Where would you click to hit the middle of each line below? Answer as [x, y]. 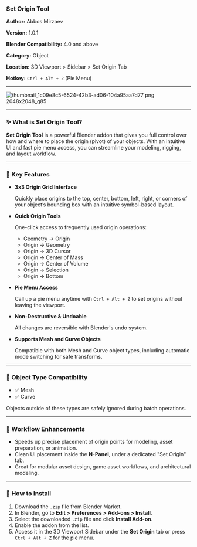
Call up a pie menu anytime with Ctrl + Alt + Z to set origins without [98, 298]
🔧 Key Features [28, 174]
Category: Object [27, 56]
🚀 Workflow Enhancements [45, 429]
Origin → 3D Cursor [47, 251]
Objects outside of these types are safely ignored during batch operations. [96, 409]
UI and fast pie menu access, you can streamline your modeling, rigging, [94, 147]
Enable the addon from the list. [52, 525]
